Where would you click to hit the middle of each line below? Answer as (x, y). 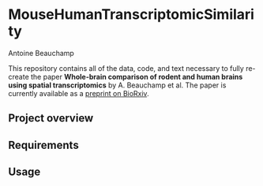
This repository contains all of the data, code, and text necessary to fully (126, 68)
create (19, 76)
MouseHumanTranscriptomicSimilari (131, 15)
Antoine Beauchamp (41, 53)
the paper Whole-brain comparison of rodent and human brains (137, 76)
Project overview (51, 119)
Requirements (43, 145)
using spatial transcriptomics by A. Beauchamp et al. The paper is (117, 85)
